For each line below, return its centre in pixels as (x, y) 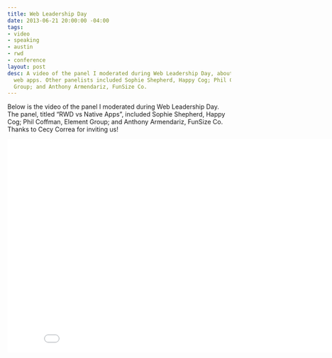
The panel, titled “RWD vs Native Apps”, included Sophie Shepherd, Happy (116, 114)
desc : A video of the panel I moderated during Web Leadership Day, (111, 73)
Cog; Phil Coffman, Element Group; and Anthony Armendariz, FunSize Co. (115, 122)
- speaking (23, 40)
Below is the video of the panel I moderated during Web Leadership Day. (114, 107)
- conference (27, 60)
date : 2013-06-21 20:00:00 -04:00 (59, 21)
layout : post (27, 67)
